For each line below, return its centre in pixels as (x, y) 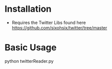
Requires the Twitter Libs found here (49, 23)
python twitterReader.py (29, 61)
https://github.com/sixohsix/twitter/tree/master (59, 27)
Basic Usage (31, 48)
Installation (28, 9)
